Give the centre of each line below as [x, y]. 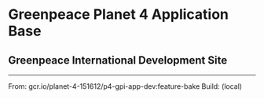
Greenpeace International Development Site [118, 60]
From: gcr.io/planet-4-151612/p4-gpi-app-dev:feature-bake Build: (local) [125, 86]
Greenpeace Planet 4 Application [119, 15]
